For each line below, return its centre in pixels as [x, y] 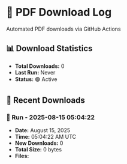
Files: [22, 156]
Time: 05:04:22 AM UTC [46, 137]
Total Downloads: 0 [40, 66]
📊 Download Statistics [49, 48]
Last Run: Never [35, 72]
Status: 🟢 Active [36, 79]
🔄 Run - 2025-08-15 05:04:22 [50, 118]
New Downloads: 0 [39, 143]
